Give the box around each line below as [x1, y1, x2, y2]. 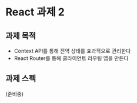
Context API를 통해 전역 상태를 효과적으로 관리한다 [14, 48, 131, 54]
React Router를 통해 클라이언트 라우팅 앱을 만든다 [14, 55, 129, 62]
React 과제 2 [5, 5, 65, 19]
